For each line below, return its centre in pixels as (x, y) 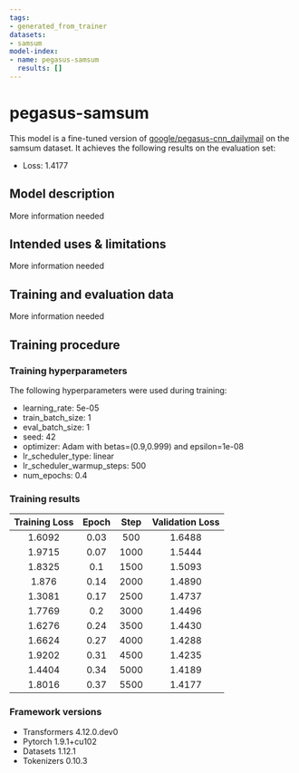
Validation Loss (186, 522)
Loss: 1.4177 (45, 165)
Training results (45, 498)
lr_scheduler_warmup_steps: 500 (84, 465)
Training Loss (44, 522)
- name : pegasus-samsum (54, 60)
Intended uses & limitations (88, 244)
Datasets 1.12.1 (49, 751)
